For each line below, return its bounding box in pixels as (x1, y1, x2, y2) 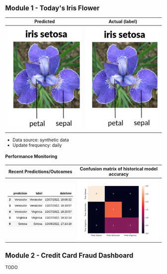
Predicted (34, 18, 55, 24)
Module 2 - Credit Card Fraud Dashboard (5, 251, 134, 260)
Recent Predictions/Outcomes (8, 169, 73, 175)
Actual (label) (108, 18, 138, 24)
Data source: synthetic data (12, 137, 69, 143)
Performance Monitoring (5, 154, 58, 160)
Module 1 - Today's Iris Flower (5, 4, 100, 12)
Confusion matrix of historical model (80, 166, 158, 172)
